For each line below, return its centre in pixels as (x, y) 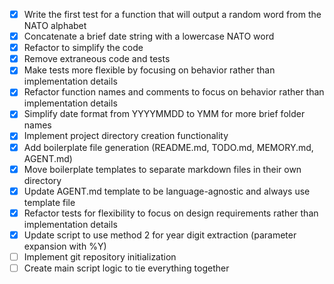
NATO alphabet (55, 26)
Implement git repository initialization (100, 256)
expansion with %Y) (65, 246)
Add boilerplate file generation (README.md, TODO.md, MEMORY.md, (168, 147)
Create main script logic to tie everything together (126, 268)
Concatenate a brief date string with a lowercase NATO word (149, 36)
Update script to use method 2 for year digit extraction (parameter (160, 235)
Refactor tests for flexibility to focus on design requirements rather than (171, 213)
